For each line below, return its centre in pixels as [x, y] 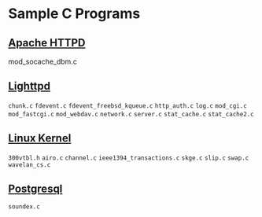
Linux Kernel [40, 138]
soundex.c [24, 207]
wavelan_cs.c [30, 165]
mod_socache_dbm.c [42, 61]
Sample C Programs [74, 14]
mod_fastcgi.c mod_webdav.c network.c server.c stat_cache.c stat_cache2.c [131, 114]
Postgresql [35, 189]
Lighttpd [30, 86]
